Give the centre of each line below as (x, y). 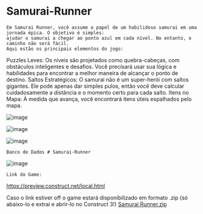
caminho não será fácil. (38, 43)
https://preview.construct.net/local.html (56, 186)
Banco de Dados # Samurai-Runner (49, 152)
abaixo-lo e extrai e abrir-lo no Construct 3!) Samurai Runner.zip (87, 204)
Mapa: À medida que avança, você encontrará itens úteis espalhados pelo (99, 99)
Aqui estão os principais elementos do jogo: (65, 49)
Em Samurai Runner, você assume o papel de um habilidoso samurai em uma (102, 27)
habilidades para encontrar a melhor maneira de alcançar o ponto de (92, 73)
